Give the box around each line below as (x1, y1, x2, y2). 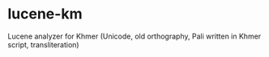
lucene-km (7, 5, 83, 23)
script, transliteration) (7, 39, 79, 49)
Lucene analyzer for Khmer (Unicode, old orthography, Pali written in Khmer (7, 31, 262, 41)
